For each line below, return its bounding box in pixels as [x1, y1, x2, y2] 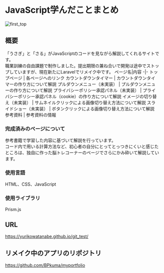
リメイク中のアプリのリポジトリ [5, 249, 102, 257]
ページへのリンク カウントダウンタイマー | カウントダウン [30, 75, 147, 81]
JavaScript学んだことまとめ [5, 4, 119, 16]
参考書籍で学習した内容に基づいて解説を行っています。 [5, 137, 116, 143]
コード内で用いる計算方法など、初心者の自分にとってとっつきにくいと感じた [5, 143, 159, 150]
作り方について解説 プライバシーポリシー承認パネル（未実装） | [13, 87, 142, 93]
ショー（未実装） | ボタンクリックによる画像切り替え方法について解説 [13, 106, 155, 111]
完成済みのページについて [5, 125, 65, 132]
